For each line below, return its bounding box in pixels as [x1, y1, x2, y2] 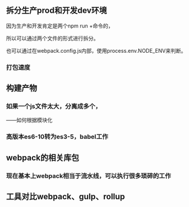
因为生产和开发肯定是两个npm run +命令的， [6, 22, 114, 29]
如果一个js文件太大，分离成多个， [6, 102, 102, 110]
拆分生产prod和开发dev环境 [6, 5, 107, 16]
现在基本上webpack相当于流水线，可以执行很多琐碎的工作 [6, 172, 171, 180]
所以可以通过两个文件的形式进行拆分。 [6, 35, 99, 42]
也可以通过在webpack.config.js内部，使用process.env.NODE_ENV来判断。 [6, 47, 187, 54]
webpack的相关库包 [6, 152, 79, 162]
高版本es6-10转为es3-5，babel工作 [6, 133, 109, 141]
